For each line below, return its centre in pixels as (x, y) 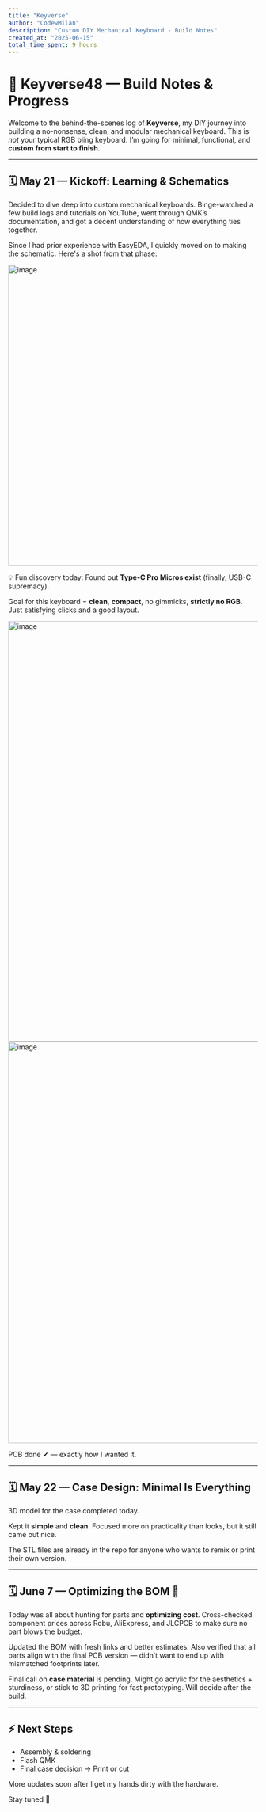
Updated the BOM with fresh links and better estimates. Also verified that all (132, 1646)
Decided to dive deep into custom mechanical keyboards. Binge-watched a (131, 204)
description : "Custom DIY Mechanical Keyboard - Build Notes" (113, 30)
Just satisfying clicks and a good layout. (74, 610)
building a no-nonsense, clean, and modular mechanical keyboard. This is (129, 131)
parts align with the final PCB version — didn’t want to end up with (116, 1655)
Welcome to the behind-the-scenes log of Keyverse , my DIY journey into (127, 123)
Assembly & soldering (55, 1752)
